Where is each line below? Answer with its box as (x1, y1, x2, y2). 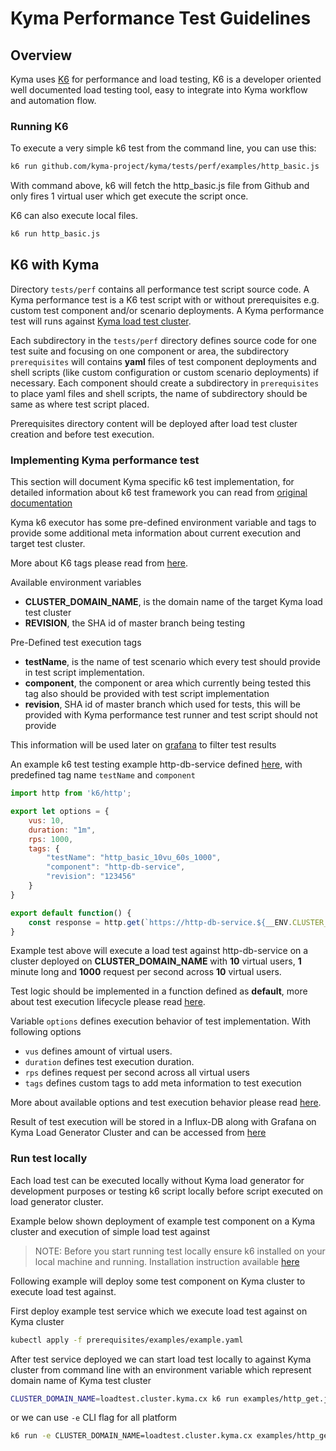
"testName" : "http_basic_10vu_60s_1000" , (46, 853, 222, 863)
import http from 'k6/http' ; (10, 788, 132, 799)
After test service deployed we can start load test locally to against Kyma (10, 1353, 312, 1365)
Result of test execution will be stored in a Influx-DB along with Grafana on (10, 1116, 317, 1128)
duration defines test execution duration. (24, 1056, 195, 1068)
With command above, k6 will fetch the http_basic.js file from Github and (10, 180, 310, 192)
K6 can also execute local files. (10, 210, 139, 222)
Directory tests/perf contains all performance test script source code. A (10, 283, 310, 295)
